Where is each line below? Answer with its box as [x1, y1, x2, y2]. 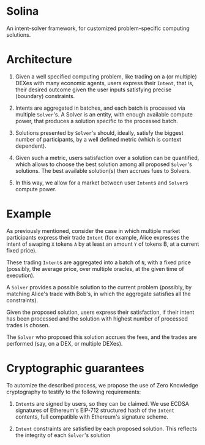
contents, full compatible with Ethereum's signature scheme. [15, 413, 168, 420]
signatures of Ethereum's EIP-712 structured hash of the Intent [15, 406, 174, 414]
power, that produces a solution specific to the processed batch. [15, 117, 179, 124]
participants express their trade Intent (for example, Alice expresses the [6, 234, 190, 241]
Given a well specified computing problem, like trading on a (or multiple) [15, 72, 197, 80]
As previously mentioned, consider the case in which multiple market [6, 227, 181, 234]
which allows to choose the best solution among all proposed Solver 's [15, 161, 193, 168]
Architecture [6, 53, 72, 67]
